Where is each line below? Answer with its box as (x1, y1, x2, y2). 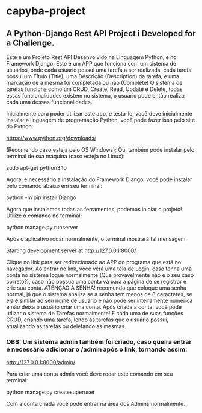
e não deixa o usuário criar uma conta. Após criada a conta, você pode (6, 303, 182, 311)
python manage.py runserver (6, 224, 78, 231)
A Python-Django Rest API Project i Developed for (6, 28, 197, 39)
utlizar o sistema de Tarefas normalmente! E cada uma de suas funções (6, 310, 183, 317)
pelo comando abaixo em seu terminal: (6, 182, 103, 189)
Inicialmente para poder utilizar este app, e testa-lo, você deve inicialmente (6, 110, 192, 117)
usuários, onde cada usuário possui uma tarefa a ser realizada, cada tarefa (6, 66, 192, 73)
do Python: (6, 123, 34, 130)
